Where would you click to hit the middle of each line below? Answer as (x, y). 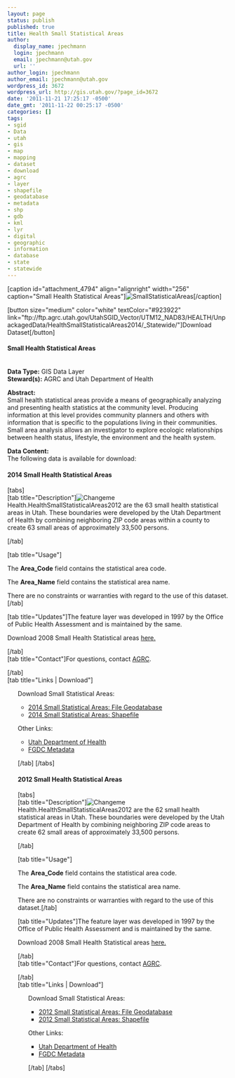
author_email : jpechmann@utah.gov (58, 79)
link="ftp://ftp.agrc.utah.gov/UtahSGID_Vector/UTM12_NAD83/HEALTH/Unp (116, 317)
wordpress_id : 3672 (36, 86)
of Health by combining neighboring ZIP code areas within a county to (109, 520)
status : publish (31, 20)
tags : (15, 118)
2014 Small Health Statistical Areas (60, 475)
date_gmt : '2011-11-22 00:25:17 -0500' (66, 105)
